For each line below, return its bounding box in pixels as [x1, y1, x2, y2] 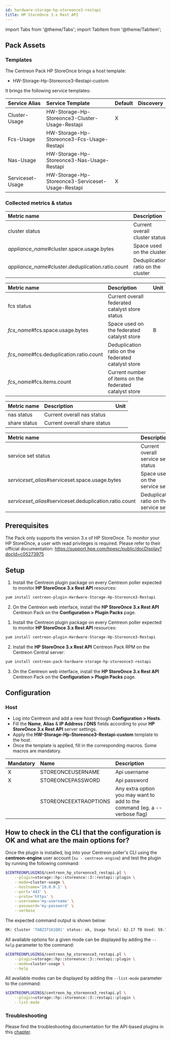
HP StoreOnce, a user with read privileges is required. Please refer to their [5, 540, 161, 546]
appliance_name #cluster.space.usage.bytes [8, 245, 114, 252]
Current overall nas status [44, 411, 106, 418]
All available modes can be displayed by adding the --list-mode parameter [5, 975, 162, 981]
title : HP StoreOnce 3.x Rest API [5, 12, 79, 17]
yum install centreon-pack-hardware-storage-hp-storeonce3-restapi [5, 659, 152, 664]
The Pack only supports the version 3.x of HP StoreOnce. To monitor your [5, 535, 160, 541]
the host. [12, 737, 32, 743]
